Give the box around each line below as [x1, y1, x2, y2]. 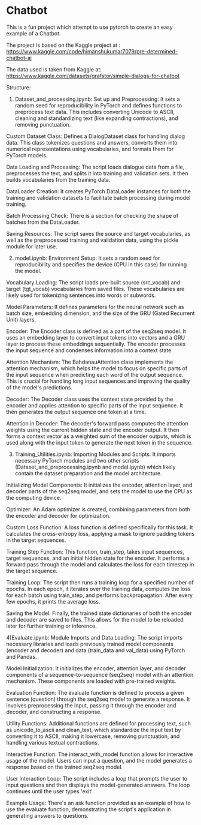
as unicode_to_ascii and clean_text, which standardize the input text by [6, 726, 181, 733]
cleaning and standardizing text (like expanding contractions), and [14, 115, 178, 122]
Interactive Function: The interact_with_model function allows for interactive [6, 751, 193, 758]
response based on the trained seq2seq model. [6, 763, 123, 770]
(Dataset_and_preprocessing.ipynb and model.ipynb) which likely [14, 463, 176, 470]
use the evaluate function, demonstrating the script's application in [6, 805, 172, 813]
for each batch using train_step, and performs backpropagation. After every [6, 592, 193, 599]
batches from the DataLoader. [6, 218, 80, 226]
